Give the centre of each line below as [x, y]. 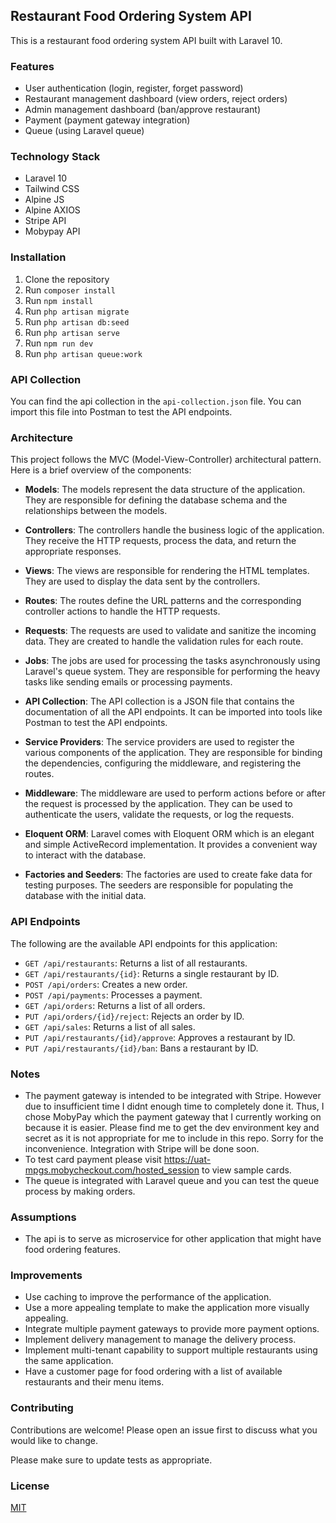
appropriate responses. [73, 551]
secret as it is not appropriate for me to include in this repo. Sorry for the [174, 1138]
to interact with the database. [85, 855]
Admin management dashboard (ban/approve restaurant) [143, 110]
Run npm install [59, 300]
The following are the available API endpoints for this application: [144, 943]
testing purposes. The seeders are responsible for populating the [159, 885]
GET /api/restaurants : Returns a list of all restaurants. [136, 963]
